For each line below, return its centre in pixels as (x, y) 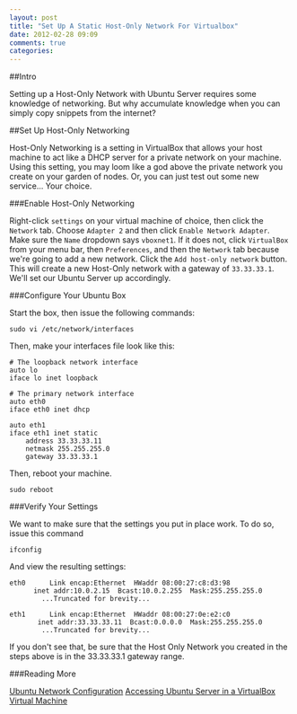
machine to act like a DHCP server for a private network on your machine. (145, 157)
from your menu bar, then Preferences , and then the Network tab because (144, 250)
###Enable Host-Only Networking (72, 204)
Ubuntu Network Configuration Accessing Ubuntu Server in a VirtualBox (143, 692)
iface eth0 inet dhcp (50, 410)
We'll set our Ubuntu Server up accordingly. (90, 278)
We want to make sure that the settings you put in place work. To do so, (142, 524)
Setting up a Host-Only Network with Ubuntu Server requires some (133, 94)
